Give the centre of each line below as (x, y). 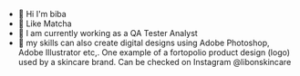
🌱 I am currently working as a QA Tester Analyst (108, 33)
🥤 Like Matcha (45, 24)
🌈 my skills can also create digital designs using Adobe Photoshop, (144, 43)
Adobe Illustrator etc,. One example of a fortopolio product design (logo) (154, 52)
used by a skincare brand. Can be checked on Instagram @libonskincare (155, 62)
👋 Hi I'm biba (42, 14)
